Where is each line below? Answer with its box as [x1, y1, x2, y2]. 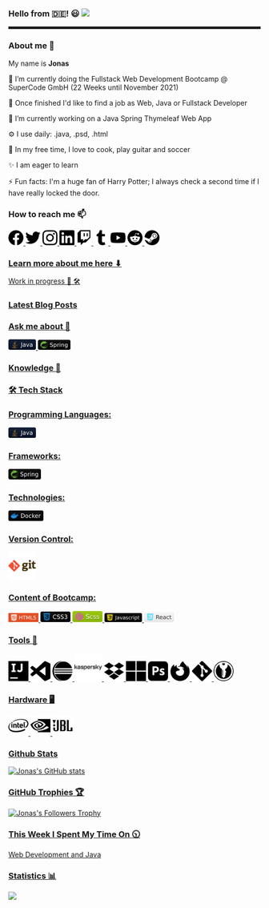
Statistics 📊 [8, 870, 57, 881]
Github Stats [8, 748, 58, 759]
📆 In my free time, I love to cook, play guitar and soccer [8, 144, 191, 154]
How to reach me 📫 [8, 208, 86, 219]
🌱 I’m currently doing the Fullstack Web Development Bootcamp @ [8, 74, 228, 83]
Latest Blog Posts [8, 299, 78, 311]
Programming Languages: [8, 408, 112, 420]
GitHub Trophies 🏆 [8, 787, 85, 798]
